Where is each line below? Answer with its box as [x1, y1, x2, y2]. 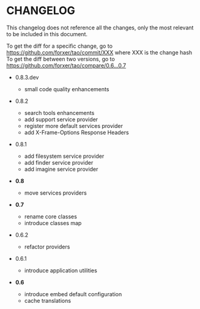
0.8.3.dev [15, 73, 39, 81]
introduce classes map [24, 219, 82, 226]
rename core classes [24, 212, 78, 220]
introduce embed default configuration [24, 290, 122, 297]
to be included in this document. [6, 30, 87, 37]
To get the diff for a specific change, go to [6, 42, 113, 50]
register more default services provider [24, 122, 124, 129]
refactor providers [24, 243, 70, 250]
